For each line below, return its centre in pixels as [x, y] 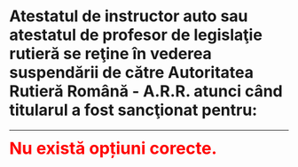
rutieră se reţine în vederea [111, 54]
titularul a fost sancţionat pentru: [133, 110]
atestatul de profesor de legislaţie [136, 35]
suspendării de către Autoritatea [132, 73]
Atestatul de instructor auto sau [129, 16]
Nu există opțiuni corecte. [113, 148]
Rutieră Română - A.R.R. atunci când [146, 91]
